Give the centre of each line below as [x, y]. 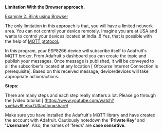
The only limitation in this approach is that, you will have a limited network [79, 26]
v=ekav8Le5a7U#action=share [36, 106]
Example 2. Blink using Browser [37, 16]
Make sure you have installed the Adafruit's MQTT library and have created [80, 115]
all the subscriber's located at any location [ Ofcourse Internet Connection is [81, 66]
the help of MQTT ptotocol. [32, 41]
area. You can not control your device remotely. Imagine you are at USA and [81, 31]
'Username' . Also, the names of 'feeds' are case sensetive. [65, 125]
